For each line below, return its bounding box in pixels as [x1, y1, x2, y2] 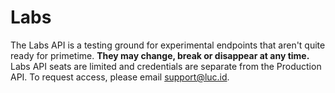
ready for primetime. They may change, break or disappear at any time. [10, 49, 310, 61]
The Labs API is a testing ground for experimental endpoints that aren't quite [10, 39, 326, 51]
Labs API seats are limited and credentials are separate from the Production [10, 60, 322, 72]
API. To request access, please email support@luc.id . [10, 71, 230, 83]
